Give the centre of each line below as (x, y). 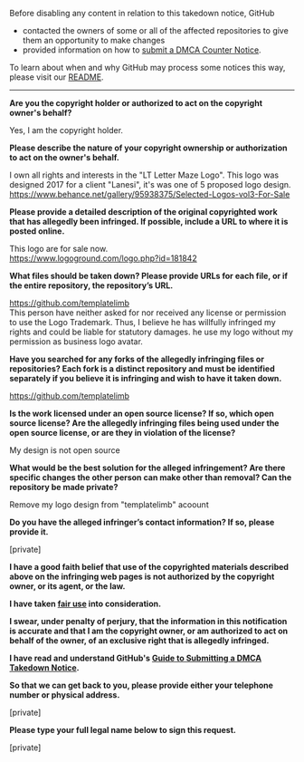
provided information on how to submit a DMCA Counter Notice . (142, 50)
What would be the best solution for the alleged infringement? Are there (147, 468)
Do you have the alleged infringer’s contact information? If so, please (142, 522)
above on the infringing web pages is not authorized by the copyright (142, 576)
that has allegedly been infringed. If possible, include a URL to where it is (149, 222)
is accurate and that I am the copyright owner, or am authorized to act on (149, 631)
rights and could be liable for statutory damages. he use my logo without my (152, 332)
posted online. (37, 231)
